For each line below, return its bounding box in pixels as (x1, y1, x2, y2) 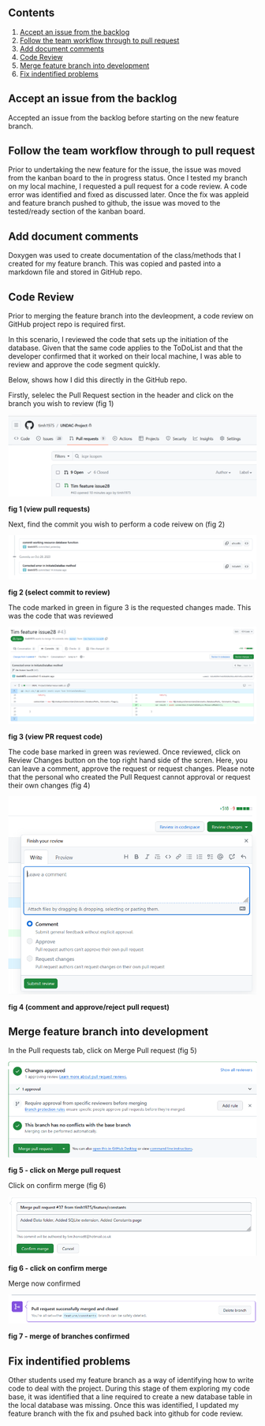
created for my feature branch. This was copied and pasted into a (8, 259, 222, 269)
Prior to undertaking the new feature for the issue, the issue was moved (8, 165, 241, 174)
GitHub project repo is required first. (8, 319, 126, 330)
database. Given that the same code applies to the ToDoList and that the (8, 343, 243, 353)
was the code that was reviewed (8, 611, 114, 620)
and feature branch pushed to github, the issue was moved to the (8, 199, 221, 208)
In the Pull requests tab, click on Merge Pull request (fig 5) (8, 1046, 197, 1056)
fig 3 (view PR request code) (8, 732, 103, 742)
